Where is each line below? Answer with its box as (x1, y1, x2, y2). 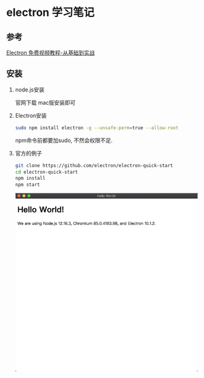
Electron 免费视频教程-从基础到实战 (6, 49, 95, 56)
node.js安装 (15, 86, 45, 93)
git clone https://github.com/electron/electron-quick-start (15, 162, 174, 168)
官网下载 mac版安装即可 (15, 99, 76, 106)
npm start (15, 182, 41, 188)
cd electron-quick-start (15, 169, 78, 175)
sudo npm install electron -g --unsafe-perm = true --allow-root (15, 124, 179, 131)
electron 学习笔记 (6, 5, 95, 20)
